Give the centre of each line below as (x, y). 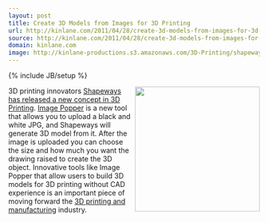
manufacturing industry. (48, 210)
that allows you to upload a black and (69, 116)
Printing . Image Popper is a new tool (68, 108)
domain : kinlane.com (43, 46)
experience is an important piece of (67, 193)
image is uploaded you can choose (66, 142)
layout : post (30, 16)
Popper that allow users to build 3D (66, 176)
